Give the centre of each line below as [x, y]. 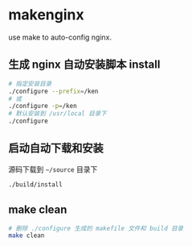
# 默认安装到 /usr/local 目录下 [57, 114]
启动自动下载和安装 [56, 148]
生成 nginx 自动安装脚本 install [84, 65]
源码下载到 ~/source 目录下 [53, 169]
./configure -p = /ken [43, 106]
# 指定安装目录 [30, 83]
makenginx [46, 15]
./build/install [35, 184]
